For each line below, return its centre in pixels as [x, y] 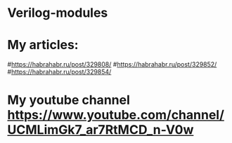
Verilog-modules [58, 13]
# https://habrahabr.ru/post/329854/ [59, 72]
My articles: [43, 45]
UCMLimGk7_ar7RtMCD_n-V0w [101, 130]
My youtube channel [69, 100]
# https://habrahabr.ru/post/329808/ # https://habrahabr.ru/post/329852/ [112, 64]
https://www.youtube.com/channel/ [116, 115]
